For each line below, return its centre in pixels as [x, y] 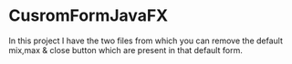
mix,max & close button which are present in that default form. [125, 50]
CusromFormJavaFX [89, 16]
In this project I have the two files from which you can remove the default [146, 41]
